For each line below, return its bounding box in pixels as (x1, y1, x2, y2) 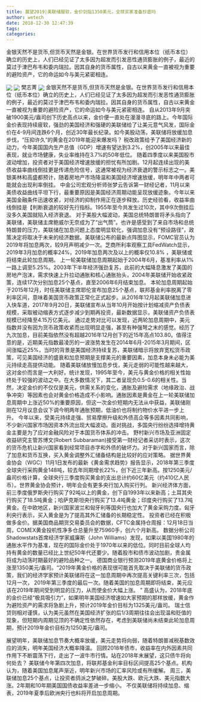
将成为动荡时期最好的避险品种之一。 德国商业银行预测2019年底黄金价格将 (6, 557, 187, 564)
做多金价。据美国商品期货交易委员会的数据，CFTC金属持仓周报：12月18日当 (6, 519, 193, 526)
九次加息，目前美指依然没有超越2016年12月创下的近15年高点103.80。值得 (6, 331, 187, 339)
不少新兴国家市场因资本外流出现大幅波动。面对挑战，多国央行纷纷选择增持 (6, 422, 190, 429)
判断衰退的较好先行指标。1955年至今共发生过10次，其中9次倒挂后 (32, 204, 194, 211)
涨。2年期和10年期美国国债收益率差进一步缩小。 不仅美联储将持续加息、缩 (6, 682, 190, 689)
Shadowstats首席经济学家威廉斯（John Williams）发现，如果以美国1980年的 (6, 534, 194, 541)
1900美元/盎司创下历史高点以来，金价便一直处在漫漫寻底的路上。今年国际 (11, 113, 193, 121)
